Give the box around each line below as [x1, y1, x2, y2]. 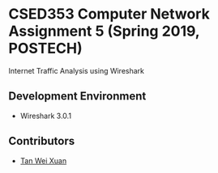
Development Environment [8, 90, 147, 103]
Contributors [8, 134, 75, 148]
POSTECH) [8, 40, 83, 57]
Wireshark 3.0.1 [19, 111, 71, 120]
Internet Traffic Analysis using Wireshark [8, 65, 144, 75]
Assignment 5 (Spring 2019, [8, 22, 200, 40]
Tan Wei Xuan [19, 155, 67, 166]
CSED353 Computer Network [8, 5, 211, 23]
